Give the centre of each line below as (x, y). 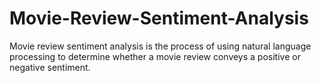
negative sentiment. (50, 67)
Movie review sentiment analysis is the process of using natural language (160, 46)
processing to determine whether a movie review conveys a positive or (155, 56)
